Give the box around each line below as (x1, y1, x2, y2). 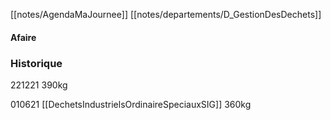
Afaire (10, 31, 37, 43)
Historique (10, 56, 63, 70)
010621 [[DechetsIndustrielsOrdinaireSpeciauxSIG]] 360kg (10, 98, 252, 110)
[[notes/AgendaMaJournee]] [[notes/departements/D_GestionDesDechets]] (10, 9, 322, 20)
